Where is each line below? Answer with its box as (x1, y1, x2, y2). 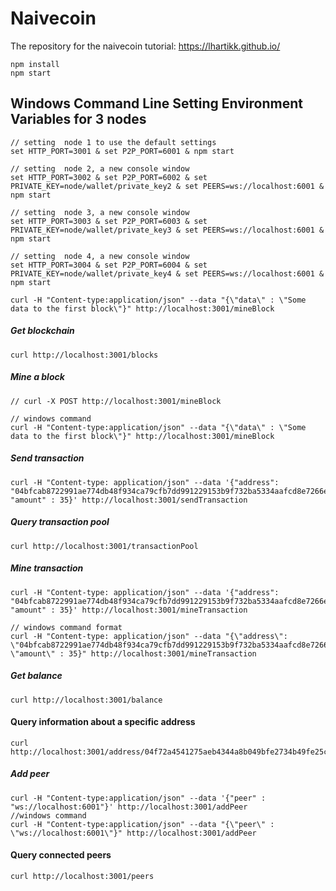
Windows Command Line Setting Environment (10, 95, 303, 112)
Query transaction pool (10, 516, 110, 528)
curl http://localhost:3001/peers (10, 871, 155, 881)
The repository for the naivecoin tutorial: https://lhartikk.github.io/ (10, 40, 281, 52)
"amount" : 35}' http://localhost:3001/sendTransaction (10, 495, 248, 505)
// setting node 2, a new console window (10, 163, 190, 174)
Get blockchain (10, 325, 75, 337)
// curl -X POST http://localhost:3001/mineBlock (10, 396, 222, 406)
